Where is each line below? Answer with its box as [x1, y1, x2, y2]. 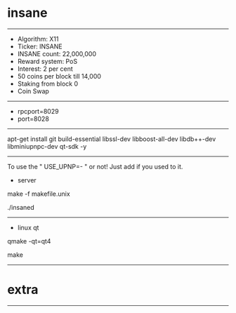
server [17, 175, 37, 184]
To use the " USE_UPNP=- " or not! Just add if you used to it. [7, 162, 183, 171]
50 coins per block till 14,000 [17, 72, 102, 80]
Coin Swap [17, 86, 49, 95]
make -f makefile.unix [7, 189, 70, 198]
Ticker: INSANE [17, 42, 63, 51]
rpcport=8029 [17, 107, 59, 115]
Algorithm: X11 [17, 34, 59, 43]
